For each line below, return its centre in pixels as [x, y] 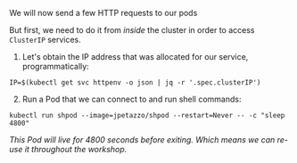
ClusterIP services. [45, 40]
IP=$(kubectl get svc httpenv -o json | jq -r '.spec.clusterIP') [135, 83]
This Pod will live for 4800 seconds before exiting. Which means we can [142, 140]
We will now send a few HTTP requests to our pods [103, 13]
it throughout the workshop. [76, 149]
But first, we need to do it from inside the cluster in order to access [132, 30]
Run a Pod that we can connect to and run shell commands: [132, 99]
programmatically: [55, 66]
